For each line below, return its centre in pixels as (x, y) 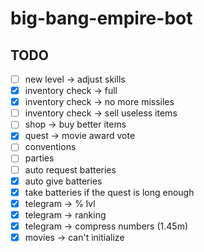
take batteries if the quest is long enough (109, 192)
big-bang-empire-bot (101, 18)
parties (39, 158)
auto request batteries (70, 169)
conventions (50, 147)
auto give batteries (63, 181)
